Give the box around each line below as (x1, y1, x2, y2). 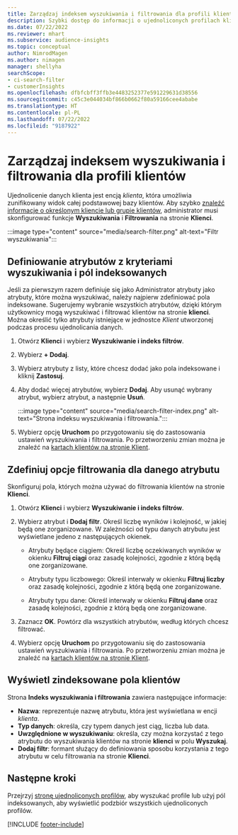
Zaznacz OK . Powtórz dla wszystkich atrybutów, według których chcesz (17, 618, 229, 626)
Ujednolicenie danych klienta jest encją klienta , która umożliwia (7, 191, 193, 200)
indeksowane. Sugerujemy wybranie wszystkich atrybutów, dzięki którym (7, 300, 222, 309)
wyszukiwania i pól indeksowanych (7, 266, 168, 278)
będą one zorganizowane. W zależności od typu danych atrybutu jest (17, 525, 220, 533)
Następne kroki (7, 773, 76, 785)
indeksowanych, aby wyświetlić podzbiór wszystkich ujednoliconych (7, 798, 208, 807)
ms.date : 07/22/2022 (7, 23, 69, 30)
